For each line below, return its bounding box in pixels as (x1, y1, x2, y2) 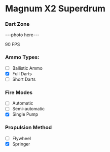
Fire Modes (5, 89, 33, 96)
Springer (12, 141, 31, 147)
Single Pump (12, 111, 38, 117)
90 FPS (5, 42, 20, 48)
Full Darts (12, 70, 32, 77)
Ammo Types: (5, 54, 39, 61)
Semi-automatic (12, 106, 45, 112)
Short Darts (12, 76, 36, 82)
